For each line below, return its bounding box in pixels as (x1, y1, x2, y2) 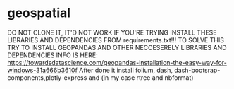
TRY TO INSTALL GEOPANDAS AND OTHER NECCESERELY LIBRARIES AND (7, 43, 227, 52)
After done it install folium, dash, (78, 66, 173, 74)
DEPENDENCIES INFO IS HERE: (7, 51, 98, 59)
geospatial (7, 5, 71, 21)
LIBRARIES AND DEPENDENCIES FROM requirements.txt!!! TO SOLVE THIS (7, 35, 224, 44)
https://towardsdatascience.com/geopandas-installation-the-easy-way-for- (7, 58, 227, 66)
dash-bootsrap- (174, 66, 221, 74)
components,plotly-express (7, 73, 87, 82)
